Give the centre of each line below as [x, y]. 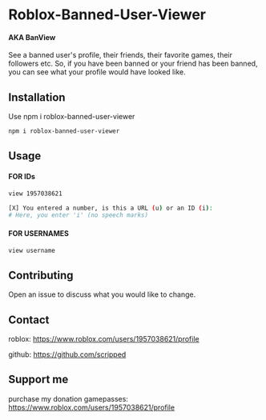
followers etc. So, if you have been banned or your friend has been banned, [133, 64]
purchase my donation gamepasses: [68, 398]
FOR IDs [22, 177]
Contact [29, 320]
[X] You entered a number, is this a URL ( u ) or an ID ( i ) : [111, 208]
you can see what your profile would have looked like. [97, 72]
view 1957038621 [35, 194]
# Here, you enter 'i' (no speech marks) [79, 215]
